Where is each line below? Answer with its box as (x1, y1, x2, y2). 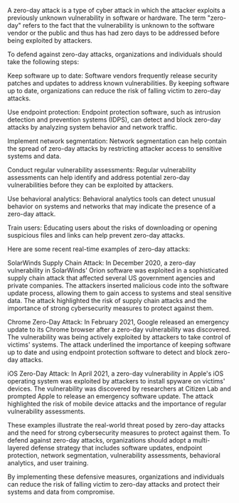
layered (7, 444, 30, 452)
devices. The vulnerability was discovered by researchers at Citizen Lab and (7, 384, 231, 393)
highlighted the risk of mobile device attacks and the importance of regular (7, 400, 227, 408)
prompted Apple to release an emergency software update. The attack (7, 392, 214, 401)
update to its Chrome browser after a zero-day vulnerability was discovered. (7, 325, 231, 334)
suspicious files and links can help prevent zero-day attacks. (7, 231, 185, 239)
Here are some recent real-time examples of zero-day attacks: (7, 245, 191, 253)
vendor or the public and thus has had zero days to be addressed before (7, 28, 220, 37)
